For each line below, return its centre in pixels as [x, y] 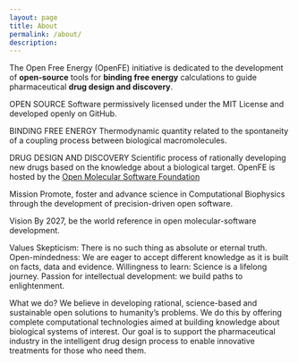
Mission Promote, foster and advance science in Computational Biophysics [147, 194]
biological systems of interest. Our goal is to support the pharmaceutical [142, 332]
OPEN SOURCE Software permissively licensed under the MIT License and [147, 105]
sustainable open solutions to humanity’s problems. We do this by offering [145, 313]
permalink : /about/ [46, 34]
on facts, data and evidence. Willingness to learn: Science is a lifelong [138, 267]
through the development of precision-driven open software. [121, 204]
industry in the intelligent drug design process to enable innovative [132, 342]
